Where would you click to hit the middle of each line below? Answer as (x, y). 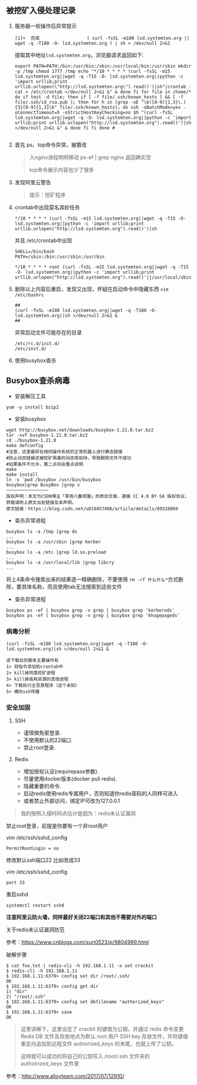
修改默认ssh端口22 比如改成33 (43, 860)
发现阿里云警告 (33, 182)
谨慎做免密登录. (42, 733)
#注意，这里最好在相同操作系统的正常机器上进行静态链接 (64, 452)
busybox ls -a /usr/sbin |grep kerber (54, 542)
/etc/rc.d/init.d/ (37, 343)
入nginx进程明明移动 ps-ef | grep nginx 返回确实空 (90, 157)
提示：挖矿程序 (47, 195)
